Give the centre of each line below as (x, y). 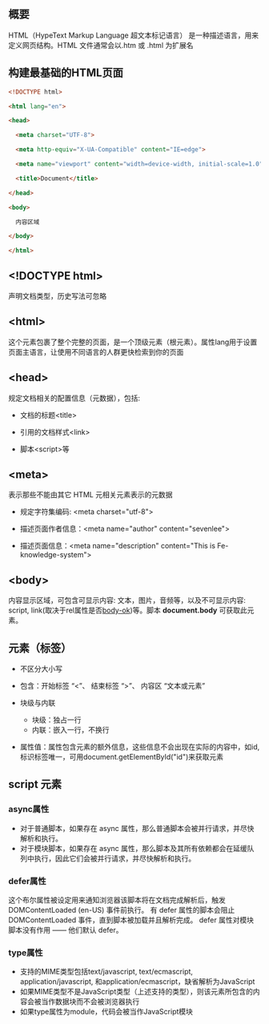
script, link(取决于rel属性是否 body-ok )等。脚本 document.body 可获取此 (128, 610)
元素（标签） (40, 648)
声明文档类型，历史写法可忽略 (57, 295)
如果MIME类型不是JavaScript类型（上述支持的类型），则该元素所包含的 (137, 992)
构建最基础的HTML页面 (66, 73)
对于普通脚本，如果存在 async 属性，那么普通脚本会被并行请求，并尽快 (137, 828)
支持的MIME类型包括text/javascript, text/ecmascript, (106, 972)
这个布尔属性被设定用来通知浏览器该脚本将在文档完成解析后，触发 (117, 900)
